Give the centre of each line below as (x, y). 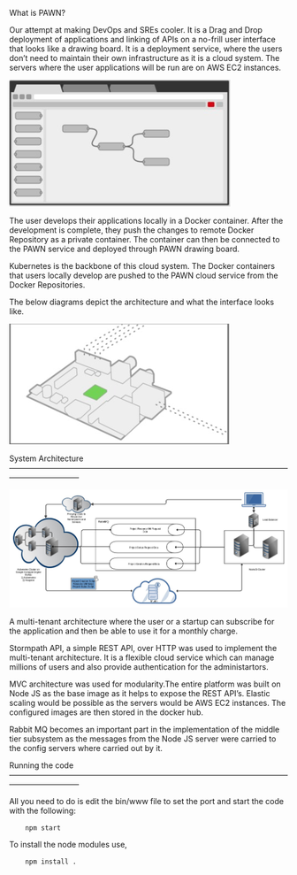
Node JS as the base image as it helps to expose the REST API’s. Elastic (140, 693)
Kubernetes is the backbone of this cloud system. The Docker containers (142, 266)
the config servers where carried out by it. (86, 748)
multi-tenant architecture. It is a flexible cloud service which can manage (142, 657)
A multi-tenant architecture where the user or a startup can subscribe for (142, 621)
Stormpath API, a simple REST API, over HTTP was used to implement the (143, 648)
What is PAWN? (38, 13)
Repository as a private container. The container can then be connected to (145, 239)
